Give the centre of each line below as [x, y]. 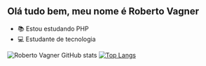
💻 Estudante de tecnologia [56, 39]
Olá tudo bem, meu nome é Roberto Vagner [103, 11]
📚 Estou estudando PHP [53, 28]
